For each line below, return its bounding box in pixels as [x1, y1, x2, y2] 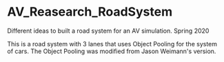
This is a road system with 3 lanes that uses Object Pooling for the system [7, 40, 218, 48]
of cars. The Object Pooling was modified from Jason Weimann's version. [7, 47, 216, 55]
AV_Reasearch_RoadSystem [7, 4, 173, 20]
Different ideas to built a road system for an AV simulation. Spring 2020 [7, 27, 210, 35]
